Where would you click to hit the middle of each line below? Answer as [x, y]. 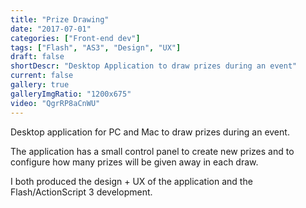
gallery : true [40, 85]
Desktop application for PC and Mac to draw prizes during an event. [150, 132]
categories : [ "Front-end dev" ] [75, 38]
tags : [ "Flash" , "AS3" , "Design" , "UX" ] [96, 47]
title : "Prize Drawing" [60, 19]
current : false [42, 76]
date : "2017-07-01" [51, 29]
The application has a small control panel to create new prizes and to [152, 151]
